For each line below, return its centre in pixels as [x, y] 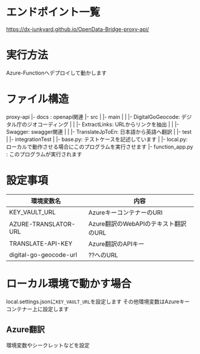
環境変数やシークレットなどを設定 [48, 345]
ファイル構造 [38, 99]
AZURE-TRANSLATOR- [42, 224]
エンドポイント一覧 [53, 12]
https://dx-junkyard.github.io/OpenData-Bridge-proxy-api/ [78, 29]
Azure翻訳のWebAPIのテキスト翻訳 [137, 223]
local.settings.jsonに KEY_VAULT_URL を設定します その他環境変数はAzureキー [98, 301]
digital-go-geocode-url [43, 254]
